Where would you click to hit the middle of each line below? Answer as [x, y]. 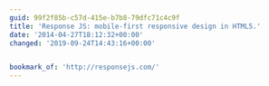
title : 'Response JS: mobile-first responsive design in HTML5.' [135, 26]
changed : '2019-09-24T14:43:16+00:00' [82, 43]
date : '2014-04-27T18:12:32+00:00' [77, 34]
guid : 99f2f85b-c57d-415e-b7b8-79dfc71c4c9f [95, 18]
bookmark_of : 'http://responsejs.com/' [85, 67]
